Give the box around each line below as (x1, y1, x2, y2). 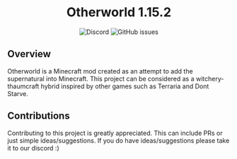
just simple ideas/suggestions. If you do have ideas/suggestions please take (7, 136, 230, 145)
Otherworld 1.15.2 (66, 4, 172, 20)
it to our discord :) (7, 143, 59, 152)
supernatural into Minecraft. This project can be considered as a (7, 74, 195, 83)
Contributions (7, 110, 70, 122)
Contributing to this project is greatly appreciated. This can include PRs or (7, 129, 223, 137)
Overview (7, 48, 52, 60)
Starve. (7, 89, 28, 98)
